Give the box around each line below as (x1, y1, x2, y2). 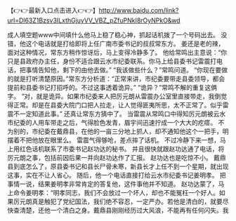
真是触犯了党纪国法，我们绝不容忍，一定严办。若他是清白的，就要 (31, 197, 223, 206)
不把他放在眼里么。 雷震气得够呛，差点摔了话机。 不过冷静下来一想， (19, 136, 220, 144)
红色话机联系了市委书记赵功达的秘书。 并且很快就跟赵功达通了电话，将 (19, 145, 225, 153)
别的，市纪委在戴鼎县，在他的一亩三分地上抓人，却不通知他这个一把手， (13, 127, 223, 135)
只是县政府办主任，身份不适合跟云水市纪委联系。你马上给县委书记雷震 (7, 57, 211, 65)
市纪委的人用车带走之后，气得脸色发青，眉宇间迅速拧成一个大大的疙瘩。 (7, 119, 216, 126)
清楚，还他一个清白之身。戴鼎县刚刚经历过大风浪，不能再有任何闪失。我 (19, 206, 229, 214)
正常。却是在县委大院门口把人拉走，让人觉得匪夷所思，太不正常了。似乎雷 (13, 101, 229, 109)
